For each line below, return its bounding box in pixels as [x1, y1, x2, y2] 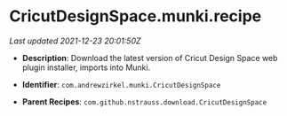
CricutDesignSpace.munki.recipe [9, 6, 262, 27]
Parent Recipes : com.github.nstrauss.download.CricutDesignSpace [21, 96, 267, 107]
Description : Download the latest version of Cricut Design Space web [21, 52, 278, 63]
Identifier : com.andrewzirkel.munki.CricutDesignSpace [21, 79, 221, 89]
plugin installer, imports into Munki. [21, 62, 151, 73]
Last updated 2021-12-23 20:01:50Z [9, 35, 141, 46]
